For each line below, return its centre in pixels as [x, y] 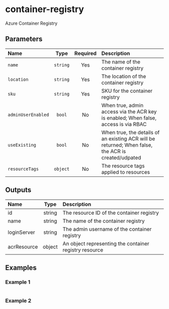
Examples [21, 267]
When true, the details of [131, 132]
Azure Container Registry [31, 23]
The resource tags [123, 166]
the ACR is [114, 151]
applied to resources [126, 172]
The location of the [124, 76]
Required [86, 53]
